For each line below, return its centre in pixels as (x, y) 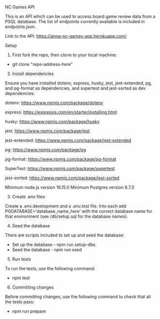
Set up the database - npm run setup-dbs (54, 245)
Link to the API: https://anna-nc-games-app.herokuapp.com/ (66, 36)
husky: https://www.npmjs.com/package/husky (52, 121)
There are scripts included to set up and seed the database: (65, 235)
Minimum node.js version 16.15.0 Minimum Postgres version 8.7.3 (70, 187)
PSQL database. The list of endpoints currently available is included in (75, 22)
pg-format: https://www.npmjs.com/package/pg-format (61, 159)
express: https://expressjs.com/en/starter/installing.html (61, 112)
